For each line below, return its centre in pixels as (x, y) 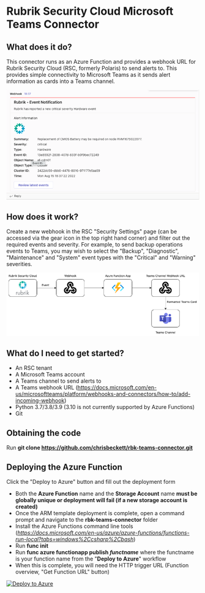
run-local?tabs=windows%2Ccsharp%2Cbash (74, 539)
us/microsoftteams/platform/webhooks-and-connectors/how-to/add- (103, 394)
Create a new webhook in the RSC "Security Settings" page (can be (92, 232)
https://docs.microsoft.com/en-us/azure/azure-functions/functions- (103, 532)
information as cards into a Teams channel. (61, 81)
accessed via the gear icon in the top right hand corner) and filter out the (98, 238)
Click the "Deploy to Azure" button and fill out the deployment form (91, 481)
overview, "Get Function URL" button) (62, 572)
